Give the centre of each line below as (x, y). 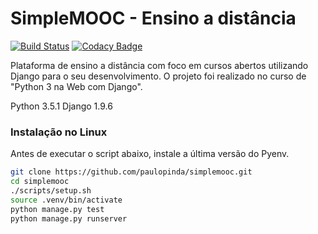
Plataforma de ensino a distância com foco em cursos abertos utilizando (159, 65)
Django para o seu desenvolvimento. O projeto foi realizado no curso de (158, 76)
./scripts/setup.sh (51, 190)
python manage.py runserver (69, 218)
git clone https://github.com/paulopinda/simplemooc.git (131, 172)
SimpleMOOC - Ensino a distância (153, 18)
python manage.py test (57, 209)
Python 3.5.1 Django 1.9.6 (61, 106)
